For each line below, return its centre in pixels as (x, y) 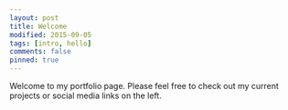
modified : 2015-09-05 (51, 35)
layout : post (34, 18)
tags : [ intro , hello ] (51, 43)
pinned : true (34, 60)
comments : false (40, 52)
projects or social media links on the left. (85, 95)
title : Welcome (38, 26)
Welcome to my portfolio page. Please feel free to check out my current (144, 86)
